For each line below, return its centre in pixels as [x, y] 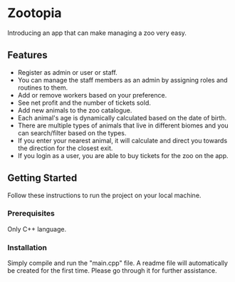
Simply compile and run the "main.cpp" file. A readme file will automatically [117, 263]
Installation [27, 247]
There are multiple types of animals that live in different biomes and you [123, 125]
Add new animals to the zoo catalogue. [75, 110]
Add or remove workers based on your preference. [92, 95]
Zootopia [35, 13]
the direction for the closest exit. [65, 148]
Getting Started [42, 178]
